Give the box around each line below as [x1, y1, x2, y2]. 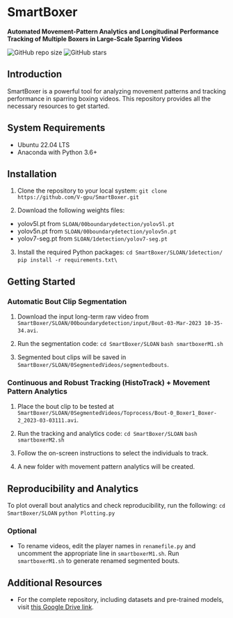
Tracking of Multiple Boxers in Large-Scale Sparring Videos [7, 34, 183, 43]
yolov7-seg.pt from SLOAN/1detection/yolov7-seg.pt [17, 234, 168, 243]
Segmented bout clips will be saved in [17, 353, 127, 361]
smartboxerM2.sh [17, 437, 65, 444]
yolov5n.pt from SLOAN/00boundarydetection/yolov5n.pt [17, 227, 177, 236]
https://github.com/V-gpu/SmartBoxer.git [17, 194, 139, 201]
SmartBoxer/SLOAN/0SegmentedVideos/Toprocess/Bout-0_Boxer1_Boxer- [17, 409, 217, 417]
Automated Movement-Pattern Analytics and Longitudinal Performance [7, 27, 219, 36]
